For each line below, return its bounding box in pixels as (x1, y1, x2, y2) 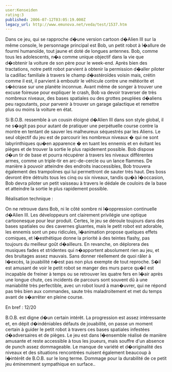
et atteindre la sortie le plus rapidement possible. (5, 186, 109, 192)
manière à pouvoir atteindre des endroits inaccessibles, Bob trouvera (5, 163, 151, 169)
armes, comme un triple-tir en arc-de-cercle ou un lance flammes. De (5, 158, 153, 164)
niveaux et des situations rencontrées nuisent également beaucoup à (5, 349, 151, 356)
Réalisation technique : (5, 195, 54, 202)
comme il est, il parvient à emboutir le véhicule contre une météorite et (5, 78, 155, 84)
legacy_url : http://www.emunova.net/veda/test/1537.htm (5, 22, 127, 27)
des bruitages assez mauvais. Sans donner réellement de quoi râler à (5, 253, 152, 259)
